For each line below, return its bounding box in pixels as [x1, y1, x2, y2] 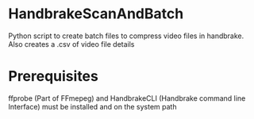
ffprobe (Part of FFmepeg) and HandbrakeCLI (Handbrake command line [8, 93, 246, 103]
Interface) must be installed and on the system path [8, 102, 177, 111]
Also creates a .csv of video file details [8, 39, 135, 48]
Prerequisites [8, 67, 99, 86]
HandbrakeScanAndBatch [8, 5, 184, 23]
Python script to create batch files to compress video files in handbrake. [8, 31, 244, 40]
